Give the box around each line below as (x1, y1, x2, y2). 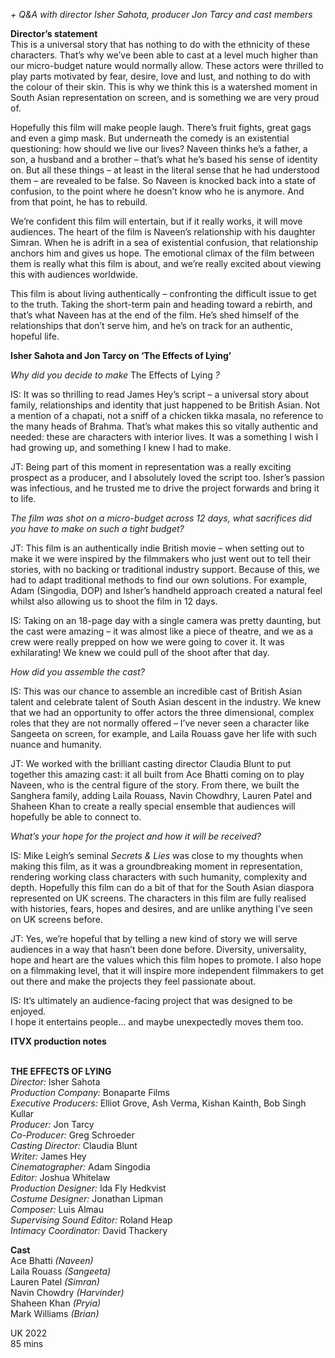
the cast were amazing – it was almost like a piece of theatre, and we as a (10, 625, 314, 637)
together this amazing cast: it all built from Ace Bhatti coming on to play (10, 769, 305, 780)
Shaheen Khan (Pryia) (10, 1297, 102, 1309)
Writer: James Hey (10, 1150, 87, 1162)
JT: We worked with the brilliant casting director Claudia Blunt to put (10, 758, 292, 769)
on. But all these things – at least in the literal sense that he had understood (10, 164, 320, 176)
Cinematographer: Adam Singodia (10, 1161, 151, 1173)
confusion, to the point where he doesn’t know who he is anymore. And (10, 185, 305, 197)
